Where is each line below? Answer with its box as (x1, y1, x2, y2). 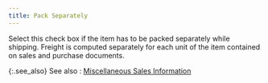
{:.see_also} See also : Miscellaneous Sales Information (8, 65, 192, 76)
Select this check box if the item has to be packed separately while (8, 34, 231, 43)
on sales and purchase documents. (8, 50, 125, 60)
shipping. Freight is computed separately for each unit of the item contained (8, 41, 261, 52)
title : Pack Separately (8, 11, 89, 20)
